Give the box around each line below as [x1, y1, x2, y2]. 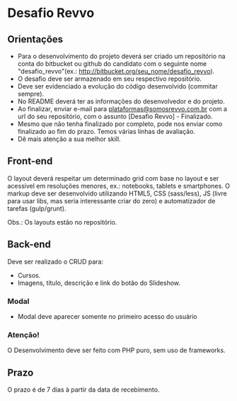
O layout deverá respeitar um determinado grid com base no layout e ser [7, 174, 219, 182]
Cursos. [17, 271, 41, 279]
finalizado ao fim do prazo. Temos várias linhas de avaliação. [17, 128, 196, 135]
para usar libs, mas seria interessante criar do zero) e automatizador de [7, 196, 216, 205]
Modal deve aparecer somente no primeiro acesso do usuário [17, 312, 197, 320]
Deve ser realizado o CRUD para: [7, 257, 104, 266]
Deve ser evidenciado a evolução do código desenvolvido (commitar [17, 82, 218, 90]
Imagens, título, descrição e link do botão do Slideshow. [17, 278, 181, 287]
